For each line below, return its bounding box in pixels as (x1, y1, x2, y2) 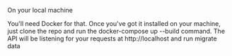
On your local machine (7, 6, 73, 14)
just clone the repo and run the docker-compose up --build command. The (7, 27, 225, 35)
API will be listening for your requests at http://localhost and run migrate (7, 34, 217, 43)
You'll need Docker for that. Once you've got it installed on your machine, (7, 20, 221, 27)
